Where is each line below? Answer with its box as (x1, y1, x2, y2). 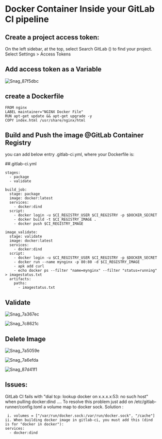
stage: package (9, 192, 40, 196)
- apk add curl (14, 264, 45, 269)
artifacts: (9, 277, 32, 281)
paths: (14, 281, 27, 286)
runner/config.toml (5, 404, 43, 409)
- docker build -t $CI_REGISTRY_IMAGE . (14, 217, 97, 222)
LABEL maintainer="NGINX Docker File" (5, 109, 83, 114)
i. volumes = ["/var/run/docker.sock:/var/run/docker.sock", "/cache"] (7, 413, 155, 418)
